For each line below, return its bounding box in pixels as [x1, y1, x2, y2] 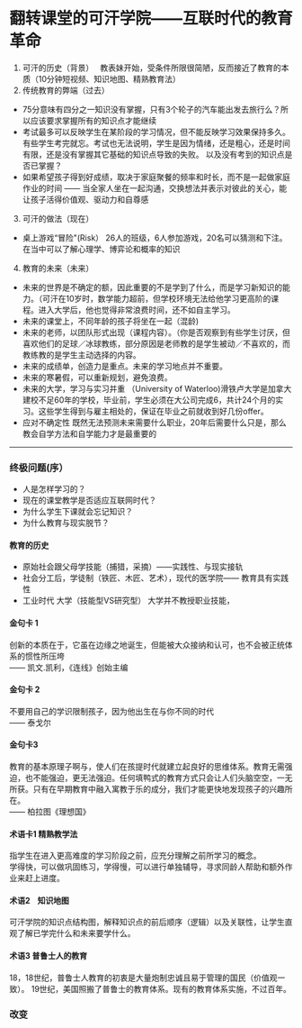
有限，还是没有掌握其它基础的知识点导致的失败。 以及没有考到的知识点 [22, 149, 285, 159]
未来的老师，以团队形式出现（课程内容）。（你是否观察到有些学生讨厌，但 [22, 326, 290, 338]
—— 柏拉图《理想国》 [9, 806, 91, 817]
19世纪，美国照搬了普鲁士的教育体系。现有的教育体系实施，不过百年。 [31, 983, 292, 994]
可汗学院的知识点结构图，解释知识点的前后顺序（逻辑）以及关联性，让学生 [9, 916, 285, 928]
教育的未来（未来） [22, 262, 94, 273]
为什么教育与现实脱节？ [22, 517, 110, 528]
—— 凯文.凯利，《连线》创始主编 [9, 661, 129, 672]
